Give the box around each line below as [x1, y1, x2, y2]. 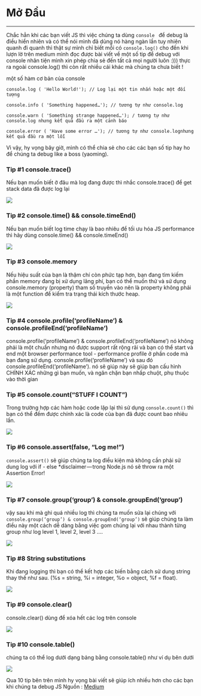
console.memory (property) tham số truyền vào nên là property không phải [6, 284, 191, 291]
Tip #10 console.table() [6, 640, 75, 649]
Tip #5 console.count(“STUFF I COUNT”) [6, 391, 127, 399]
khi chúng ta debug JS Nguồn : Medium [6, 683, 105, 690]
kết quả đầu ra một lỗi [6, 133, 66, 139]
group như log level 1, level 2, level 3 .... [6, 528, 103, 536]
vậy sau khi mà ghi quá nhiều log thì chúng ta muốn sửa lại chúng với [6, 509, 176, 516]
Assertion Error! [6, 469, 45, 476]
